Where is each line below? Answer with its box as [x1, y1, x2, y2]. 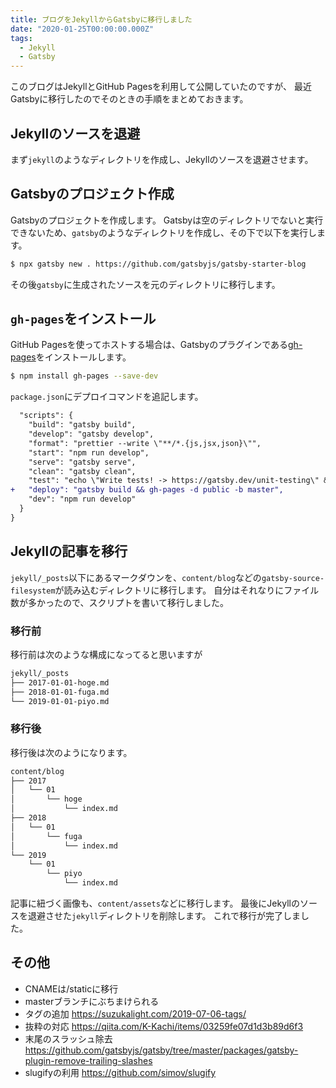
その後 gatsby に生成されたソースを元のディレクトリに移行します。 [10, 278, 281, 290]
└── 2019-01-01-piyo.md [10, 696, 110, 706]
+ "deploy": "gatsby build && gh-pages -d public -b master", [10, 485, 284, 495]
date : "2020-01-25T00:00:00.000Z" [10, 24, 155, 34]
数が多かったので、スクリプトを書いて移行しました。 [10, 596, 230, 608]
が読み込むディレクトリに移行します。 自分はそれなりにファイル [54, 584, 320, 596]
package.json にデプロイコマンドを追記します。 [10, 391, 204, 403]
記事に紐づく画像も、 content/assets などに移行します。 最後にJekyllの [10, 897, 300, 910]
